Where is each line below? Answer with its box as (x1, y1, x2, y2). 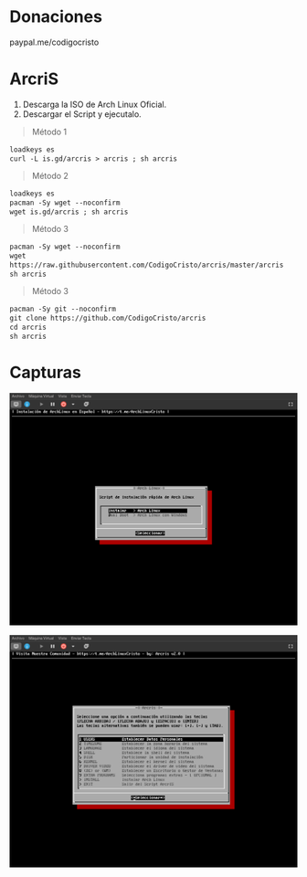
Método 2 (31, 170, 69, 181)
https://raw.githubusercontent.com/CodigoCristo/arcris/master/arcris (9, 260, 284, 269)
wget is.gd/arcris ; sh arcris (9, 207, 129, 217)
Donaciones (9, 6, 103, 27)
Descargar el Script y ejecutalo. (22, 108, 142, 120)
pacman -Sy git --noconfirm (9, 304, 117, 313)
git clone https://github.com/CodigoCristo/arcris (9, 313, 206, 322)
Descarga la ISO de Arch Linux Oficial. (22, 99, 167, 110)
